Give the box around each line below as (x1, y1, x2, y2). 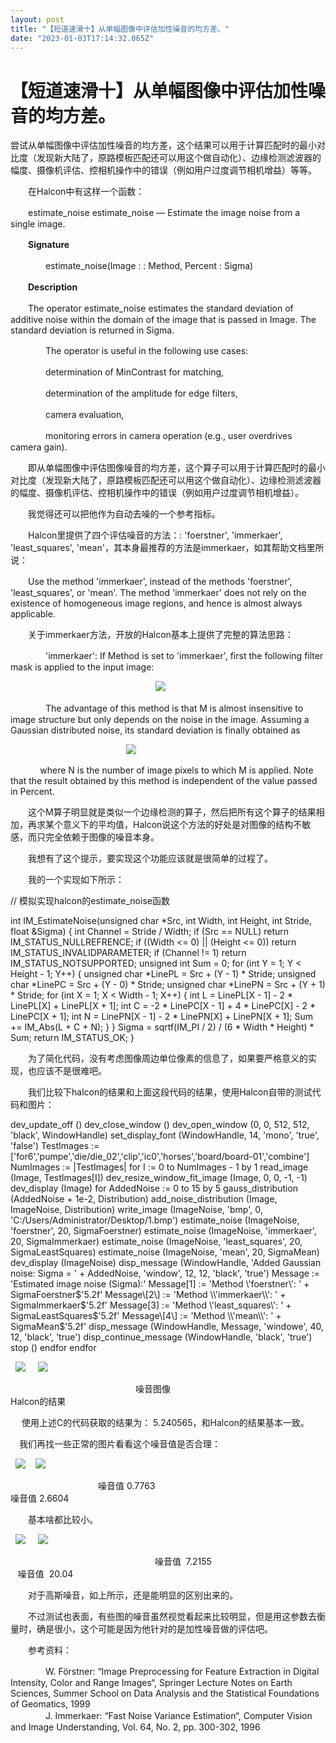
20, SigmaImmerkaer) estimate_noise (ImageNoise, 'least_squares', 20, (10, 1236, 303, 1248)
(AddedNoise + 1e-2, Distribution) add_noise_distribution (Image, (10, 1193, 278, 1205)
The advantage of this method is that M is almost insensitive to (44, 702, 304, 715)
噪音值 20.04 (17, 1568, 74, 1580)
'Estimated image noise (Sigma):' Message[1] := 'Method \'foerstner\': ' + (10, 1278, 310, 1290)
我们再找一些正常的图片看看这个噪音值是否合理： (18, 1438, 221, 1450)
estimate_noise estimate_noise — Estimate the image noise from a (27, 207, 301, 219)
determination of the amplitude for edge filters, (44, 387, 238, 400)
